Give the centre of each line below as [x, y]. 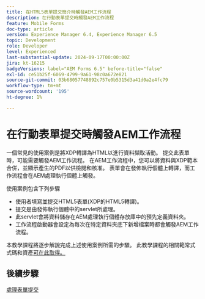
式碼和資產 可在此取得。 [36, 252]
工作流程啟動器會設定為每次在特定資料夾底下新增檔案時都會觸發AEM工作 [107, 224]
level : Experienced [31, 52]
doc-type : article [30, 29]
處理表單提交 [22, 289]
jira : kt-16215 [26, 63]
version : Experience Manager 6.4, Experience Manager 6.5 [82, 35]
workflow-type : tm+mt [34, 86]
